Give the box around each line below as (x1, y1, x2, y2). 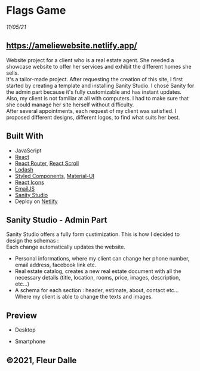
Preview (6, 310, 38, 320)
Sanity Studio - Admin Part (6, 214, 107, 225)
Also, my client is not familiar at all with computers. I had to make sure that (6, 94, 189, 102)
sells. (6, 69, 19, 76)
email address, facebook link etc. (14, 261, 97, 269)
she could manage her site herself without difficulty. (6, 101, 134, 108)
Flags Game (6, 4, 66, 17)
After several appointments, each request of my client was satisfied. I (6, 107, 177, 114)
